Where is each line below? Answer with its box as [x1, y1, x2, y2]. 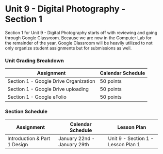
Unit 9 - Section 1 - [108, 135, 154, 141]
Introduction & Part [7, 135, 50, 141]
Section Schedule [5, 108, 48, 115]
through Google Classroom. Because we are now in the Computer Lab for [5, 35, 152, 41]
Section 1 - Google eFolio [7, 93, 67, 100]
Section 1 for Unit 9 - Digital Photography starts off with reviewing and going [5, 30, 158, 35]
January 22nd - [58, 135, 95, 141]
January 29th [58, 141, 89, 148]
